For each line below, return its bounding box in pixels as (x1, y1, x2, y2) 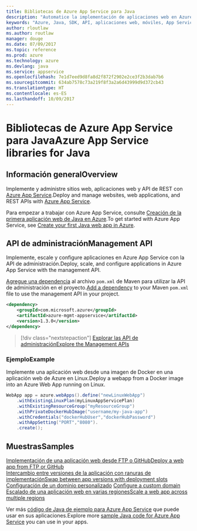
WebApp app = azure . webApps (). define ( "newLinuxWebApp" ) (6, 392, 145, 398)
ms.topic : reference (6, 47, 57, 53)
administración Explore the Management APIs (20, 340, 130, 347)
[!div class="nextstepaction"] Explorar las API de (20, 334, 139, 341)
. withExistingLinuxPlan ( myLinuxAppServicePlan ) (16, 398, 135, 404)
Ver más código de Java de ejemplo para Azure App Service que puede (6, 506, 179, 513)
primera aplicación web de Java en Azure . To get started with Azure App (6, 215, 180, 222)
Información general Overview (6, 170, 118, 180)
